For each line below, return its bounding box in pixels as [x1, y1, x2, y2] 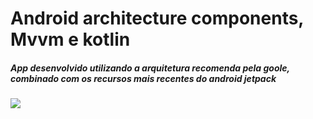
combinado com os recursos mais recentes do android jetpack [10, 72, 277, 84]
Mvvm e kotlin [10, 28, 131, 51]
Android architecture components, [10, 7, 304, 30]
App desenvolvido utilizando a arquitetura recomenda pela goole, [10, 62, 290, 74]
